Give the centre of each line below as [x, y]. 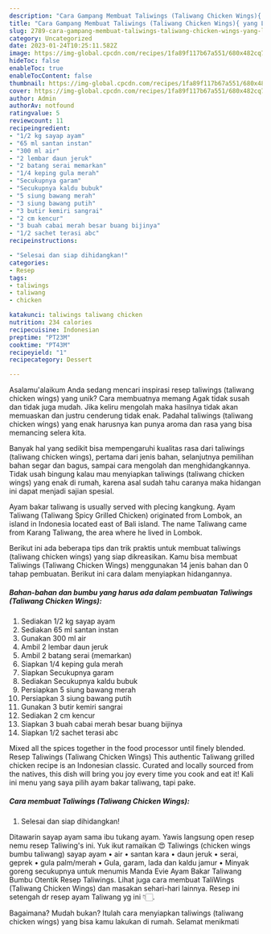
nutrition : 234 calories [51, 323]
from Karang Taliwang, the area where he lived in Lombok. [106, 532]
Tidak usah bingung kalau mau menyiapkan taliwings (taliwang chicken [127, 474]
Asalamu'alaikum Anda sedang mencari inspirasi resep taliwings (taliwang [132, 390]
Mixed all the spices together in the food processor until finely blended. [127, 748]
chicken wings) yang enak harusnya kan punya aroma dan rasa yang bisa [131, 424]
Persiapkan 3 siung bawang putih [76, 698]
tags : [18, 278]
